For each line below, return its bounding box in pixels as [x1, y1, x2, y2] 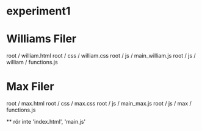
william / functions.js [6, 59, 58, 66]
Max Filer [6, 80, 54, 93]
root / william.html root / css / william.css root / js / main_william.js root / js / [6, 52, 197, 59]
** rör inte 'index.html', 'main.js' [6, 118, 86, 126]
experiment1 [6, 4, 71, 18]
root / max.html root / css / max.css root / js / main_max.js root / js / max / [6, 100, 192, 107]
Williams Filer [6, 32, 77, 46]
